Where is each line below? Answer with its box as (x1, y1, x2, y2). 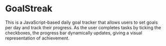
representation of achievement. (5, 35, 70, 41)
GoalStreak (5, 3, 53, 14)
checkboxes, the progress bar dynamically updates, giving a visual (5, 30, 143, 36)
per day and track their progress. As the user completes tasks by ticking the (5, 24, 161, 30)
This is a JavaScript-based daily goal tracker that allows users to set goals (5, 19, 158, 25)
